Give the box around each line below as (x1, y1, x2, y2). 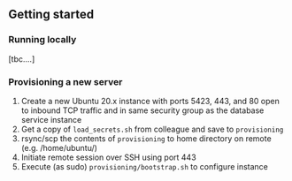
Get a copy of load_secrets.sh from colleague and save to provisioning (20, 124, 284, 134)
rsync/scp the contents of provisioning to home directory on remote (20, 132, 272, 144)
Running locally (8, 34, 77, 46)
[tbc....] (8, 53, 35, 64)
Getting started (8, 7, 95, 22)
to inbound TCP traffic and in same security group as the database (20, 105, 265, 116)
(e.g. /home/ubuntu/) (20, 142, 98, 153)
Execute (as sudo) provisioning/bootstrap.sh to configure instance (20, 161, 269, 171)
